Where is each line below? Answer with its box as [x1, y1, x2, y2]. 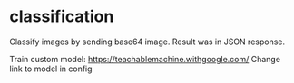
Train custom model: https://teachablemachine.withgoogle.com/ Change [9, 53, 281, 64]
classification [9, 6, 114, 27]
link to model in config [9, 63, 93, 74]
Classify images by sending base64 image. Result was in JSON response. [9, 36, 286, 47]
